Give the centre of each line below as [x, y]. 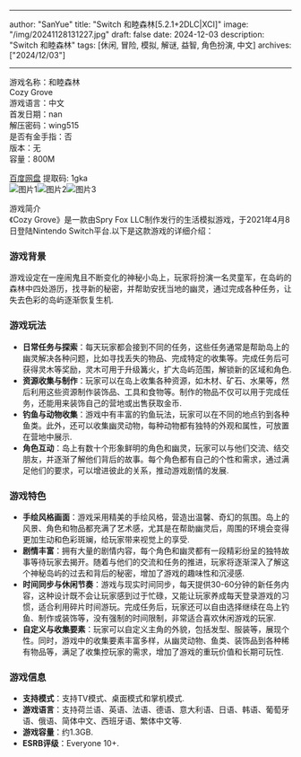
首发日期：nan [36, 114]
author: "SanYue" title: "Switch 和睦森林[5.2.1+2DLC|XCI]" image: [129, 24]
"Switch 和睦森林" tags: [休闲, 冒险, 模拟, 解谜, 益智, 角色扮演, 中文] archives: [150, 45]
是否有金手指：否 [41, 136]
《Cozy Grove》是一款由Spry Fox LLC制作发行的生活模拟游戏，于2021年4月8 [150, 220]
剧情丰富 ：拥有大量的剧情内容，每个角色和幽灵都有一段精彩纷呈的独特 [152, 550]
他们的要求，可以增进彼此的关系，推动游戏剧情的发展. [129, 470]
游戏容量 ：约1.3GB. [58, 732]
